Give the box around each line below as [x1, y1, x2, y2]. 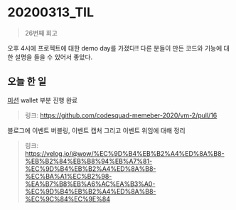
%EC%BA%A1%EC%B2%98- [24, 172, 112, 180]
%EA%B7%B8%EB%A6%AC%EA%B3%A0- [24, 179, 156, 188]
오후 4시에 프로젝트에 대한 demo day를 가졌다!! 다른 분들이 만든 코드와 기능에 [7, 43, 222, 52]
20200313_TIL [7, 4, 95, 21]
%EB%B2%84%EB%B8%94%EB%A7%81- [24, 157, 153, 165]
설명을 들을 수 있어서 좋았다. [14, 53, 93, 61]
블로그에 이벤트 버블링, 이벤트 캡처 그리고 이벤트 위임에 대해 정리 [7, 126, 186, 135]
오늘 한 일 [7, 75, 47, 88]
